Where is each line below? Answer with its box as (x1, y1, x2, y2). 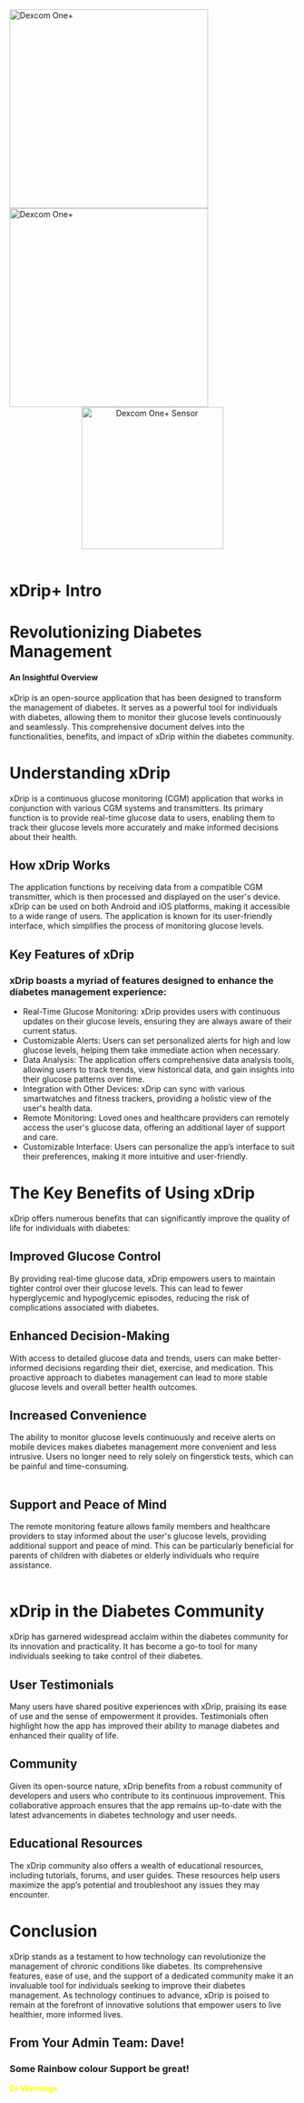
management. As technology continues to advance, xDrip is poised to (9, 1989, 270, 2000)
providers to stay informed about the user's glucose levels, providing (9, 1531, 267, 1542)
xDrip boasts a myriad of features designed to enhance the (9, 974, 274, 986)
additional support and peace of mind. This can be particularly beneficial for (9, 1540, 294, 1551)
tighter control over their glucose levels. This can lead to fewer (9, 1282, 243, 1294)
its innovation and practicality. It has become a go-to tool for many (9, 1641, 259, 1652)
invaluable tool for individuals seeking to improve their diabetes (9, 1979, 246, 1990)
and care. (22, 1132, 59, 1143)
